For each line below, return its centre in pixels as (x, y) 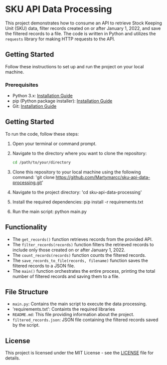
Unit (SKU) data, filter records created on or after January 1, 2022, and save (83, 28)
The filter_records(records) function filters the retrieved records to (83, 244)
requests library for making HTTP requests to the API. (60, 39)
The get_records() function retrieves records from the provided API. (83, 239)
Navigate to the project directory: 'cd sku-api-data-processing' (77, 192)
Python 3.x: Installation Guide (43, 96)
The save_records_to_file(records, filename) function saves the (80, 260)
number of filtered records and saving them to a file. (66, 276)
